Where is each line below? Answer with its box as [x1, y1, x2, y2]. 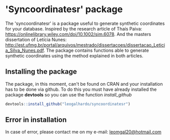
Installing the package [5, 67, 77, 76]
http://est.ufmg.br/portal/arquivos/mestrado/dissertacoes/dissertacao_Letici [5, 42, 165, 48]
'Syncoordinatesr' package [5, 4, 123, 15]
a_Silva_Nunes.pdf [5, 47, 44, 53]
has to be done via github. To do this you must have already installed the [5, 86, 157, 92]
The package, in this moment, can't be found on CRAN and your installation [5, 81, 163, 87]
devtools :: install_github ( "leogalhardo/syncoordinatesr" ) [5, 101, 130, 107]
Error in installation [5, 116, 67, 124]
